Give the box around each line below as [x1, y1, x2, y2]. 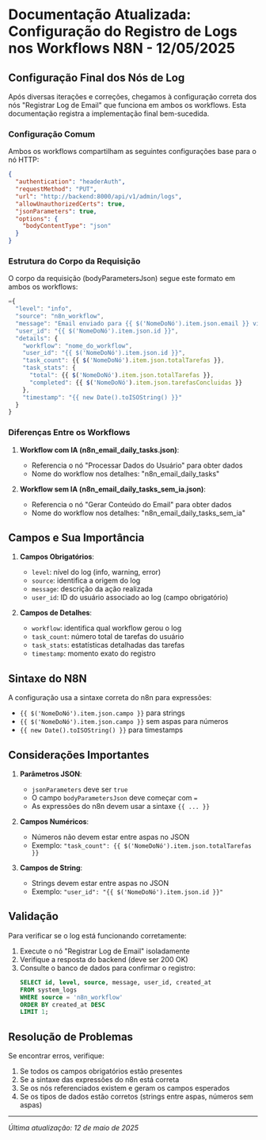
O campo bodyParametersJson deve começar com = [31, 793, 198, 803]
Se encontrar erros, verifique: [8, 1051, 104, 1061]
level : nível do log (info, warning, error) [31, 568, 161, 577]
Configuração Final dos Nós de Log [8, 71, 185, 84]
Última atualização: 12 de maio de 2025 [8, 1123, 139, 1133]
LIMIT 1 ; [19, 1008, 49, 1016]
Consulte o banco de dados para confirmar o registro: [19, 963, 196, 972]
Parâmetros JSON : [19, 769, 82, 779]
